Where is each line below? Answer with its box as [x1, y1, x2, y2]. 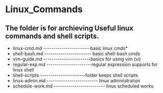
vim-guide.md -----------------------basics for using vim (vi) [12, 56, 141, 62]
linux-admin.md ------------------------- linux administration [12, 78, 141, 83]
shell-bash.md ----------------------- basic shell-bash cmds [12, 51, 140, 56]
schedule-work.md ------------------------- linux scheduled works [12, 83, 154, 89]
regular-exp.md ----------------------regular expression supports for [12, 61, 158, 67]
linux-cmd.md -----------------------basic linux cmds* [12, 45, 128, 51]
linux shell [12, 67, 34, 73]
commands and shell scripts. [5, 32, 99, 40]
